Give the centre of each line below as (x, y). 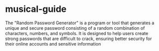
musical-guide (36, 9)
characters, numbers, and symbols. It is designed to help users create (77, 33)
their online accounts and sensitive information (53, 44)
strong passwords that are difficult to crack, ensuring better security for (79, 39)
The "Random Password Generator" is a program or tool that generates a (80, 23)
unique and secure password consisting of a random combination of (75, 28)
